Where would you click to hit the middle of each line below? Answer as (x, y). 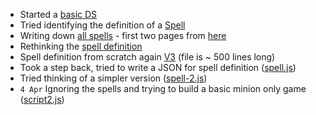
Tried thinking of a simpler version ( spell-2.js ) (113, 78)
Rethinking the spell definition (81, 46)
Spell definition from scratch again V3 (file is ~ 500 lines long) (147, 57)
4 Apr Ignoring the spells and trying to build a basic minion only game (163, 88)
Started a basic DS (58, 14)
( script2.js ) (42, 99)
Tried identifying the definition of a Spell (102, 25)
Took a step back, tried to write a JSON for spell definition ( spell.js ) (158, 67)
